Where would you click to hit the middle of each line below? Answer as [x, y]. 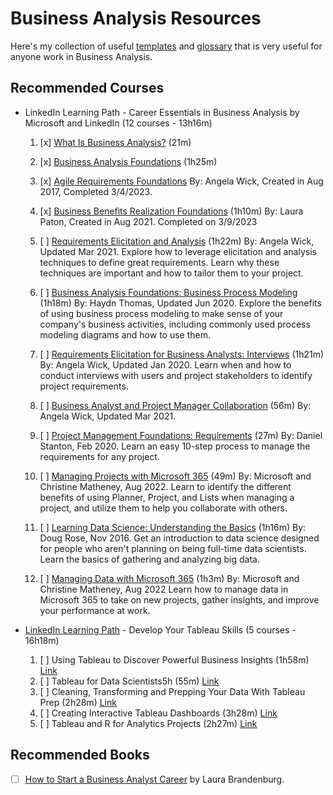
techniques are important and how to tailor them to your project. [171, 273]
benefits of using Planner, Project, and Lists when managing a [167, 497]
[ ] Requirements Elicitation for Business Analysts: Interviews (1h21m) [182, 354]
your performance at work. [95, 610]
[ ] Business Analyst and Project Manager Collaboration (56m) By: [175, 405]
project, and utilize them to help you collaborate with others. [163, 508]
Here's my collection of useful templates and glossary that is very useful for [166, 46]
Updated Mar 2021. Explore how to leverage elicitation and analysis [178, 251]
